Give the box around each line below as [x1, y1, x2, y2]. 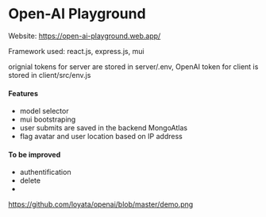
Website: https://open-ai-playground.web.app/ [8, 31, 161, 41]
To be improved [8, 149, 61, 159]
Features [8, 88, 38, 98]
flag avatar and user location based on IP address [19, 132, 183, 141]
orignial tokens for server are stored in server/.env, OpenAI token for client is [8, 61, 259, 72]
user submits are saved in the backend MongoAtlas [19, 123, 188, 133]
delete [19, 176, 41, 185]
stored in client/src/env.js [8, 70, 91, 79]
